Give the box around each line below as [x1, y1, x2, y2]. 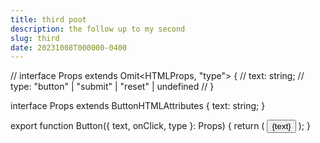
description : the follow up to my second [10, 24, 186, 34]
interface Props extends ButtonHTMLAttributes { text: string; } [10, 100, 266, 112]
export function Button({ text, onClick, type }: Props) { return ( [10, 120, 265, 132]
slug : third [10, 33, 60, 43]
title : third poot [10, 14, 87, 25]
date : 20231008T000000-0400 [10, 42, 128, 53]
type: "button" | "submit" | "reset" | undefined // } [10, 81, 215, 93]
